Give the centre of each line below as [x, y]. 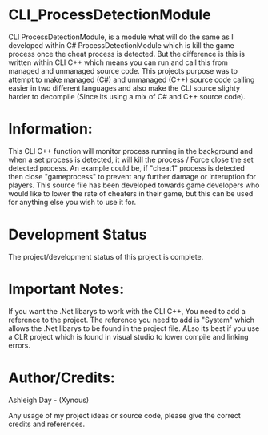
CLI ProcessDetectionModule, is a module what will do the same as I [121, 37]
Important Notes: [66, 289]
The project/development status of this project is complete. [106, 256]
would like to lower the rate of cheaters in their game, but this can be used [131, 193]
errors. [19, 345]
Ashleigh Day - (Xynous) [49, 400]
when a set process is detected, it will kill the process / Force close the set [131, 159]
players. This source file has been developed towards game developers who [134, 185]
